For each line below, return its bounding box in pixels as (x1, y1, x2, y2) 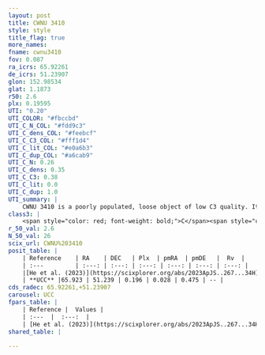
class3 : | (8, 210, 41, 218)
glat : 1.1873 (8, 85, 51, 93)
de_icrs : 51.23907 (8, 70, 69, 78)
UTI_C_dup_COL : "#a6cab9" (8, 151, 93, 159)
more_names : (8, 41, 47, 49)
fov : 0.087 (8, 56, 44, 64)
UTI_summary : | (8, 195, 58, 203)
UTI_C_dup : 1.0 (8, 187, 58, 196)
